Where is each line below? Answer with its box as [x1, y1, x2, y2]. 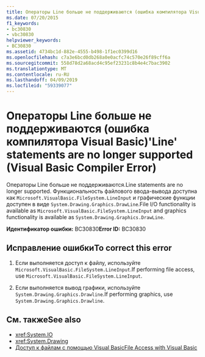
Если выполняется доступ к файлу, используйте [15, 259, 141, 266]
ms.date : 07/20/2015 [6, 15, 59, 21]
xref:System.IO [15, 331, 53, 338]
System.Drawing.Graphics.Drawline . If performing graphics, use [15, 290, 173, 298]
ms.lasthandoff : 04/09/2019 [6, 77, 78, 83]
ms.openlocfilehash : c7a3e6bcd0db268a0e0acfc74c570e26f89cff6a [6, 54, 171, 60]
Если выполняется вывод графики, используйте [15, 284, 141, 291]
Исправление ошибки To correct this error [6, 243, 172, 253]
